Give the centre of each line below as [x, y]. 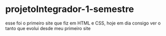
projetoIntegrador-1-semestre [70, 9]
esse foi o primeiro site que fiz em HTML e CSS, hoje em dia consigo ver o [83, 23]
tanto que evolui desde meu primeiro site [48, 28]
